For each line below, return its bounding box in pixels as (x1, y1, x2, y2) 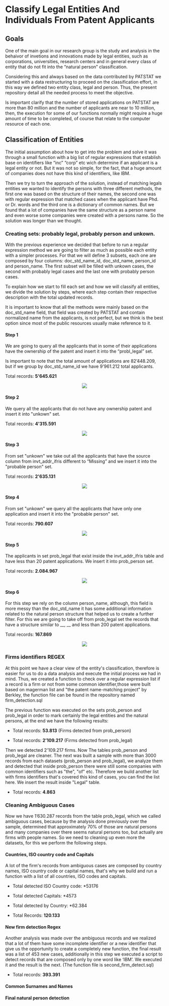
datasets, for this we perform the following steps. (5, 840, 107, 846)
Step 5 (5, 541, 19, 548)
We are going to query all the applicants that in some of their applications (5, 343, 157, 349)
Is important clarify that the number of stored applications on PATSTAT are (5, 99, 159, 105)
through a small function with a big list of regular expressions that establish (5, 154, 161, 160)
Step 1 (5, 331, 19, 338)
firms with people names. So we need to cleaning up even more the (5, 834, 145, 841)
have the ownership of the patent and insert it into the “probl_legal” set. (5, 348, 153, 354)
